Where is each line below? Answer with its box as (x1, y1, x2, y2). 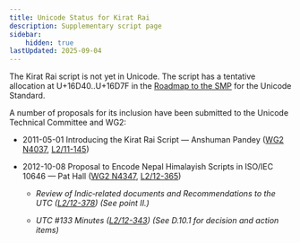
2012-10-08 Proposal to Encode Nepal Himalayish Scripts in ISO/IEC (21, 161, 274, 172)
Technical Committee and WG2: (9, 117, 127, 128)
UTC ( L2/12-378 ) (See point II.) (35, 198, 150, 209)
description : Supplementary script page (9, 22, 163, 30)
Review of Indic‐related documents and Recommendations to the (35, 188, 276, 199)
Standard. (9, 91, 46, 101)
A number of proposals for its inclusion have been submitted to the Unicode (9, 108, 289, 118)
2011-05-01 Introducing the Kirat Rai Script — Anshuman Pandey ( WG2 (21, 135, 285, 145)
